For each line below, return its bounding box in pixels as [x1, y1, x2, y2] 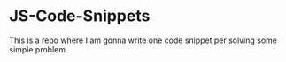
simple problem [9, 44, 66, 54]
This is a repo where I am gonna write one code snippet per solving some [9, 35, 277, 45]
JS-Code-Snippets [9, 6, 151, 26]
